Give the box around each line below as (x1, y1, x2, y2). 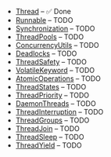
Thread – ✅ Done (15, 7, 72, 16)
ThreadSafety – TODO (15, 57, 88, 66)
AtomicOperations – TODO (15, 74, 102, 83)
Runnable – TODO (15, 16, 73, 24)
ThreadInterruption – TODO (15, 108, 104, 116)
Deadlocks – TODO (15, 49, 77, 58)
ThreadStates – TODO (15, 82, 87, 91)
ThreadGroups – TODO (15, 115, 90, 125)
